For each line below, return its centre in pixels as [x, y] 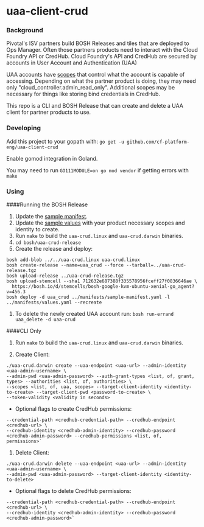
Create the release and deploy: [54, 249]
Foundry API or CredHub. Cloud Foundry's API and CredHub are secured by [101, 57]
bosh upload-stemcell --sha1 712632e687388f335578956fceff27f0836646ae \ [102, 281]
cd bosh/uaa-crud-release [48, 243]
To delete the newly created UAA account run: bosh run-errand [94, 314]
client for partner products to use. [49, 112]
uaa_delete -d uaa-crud [45, 320]
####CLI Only [24, 331]
